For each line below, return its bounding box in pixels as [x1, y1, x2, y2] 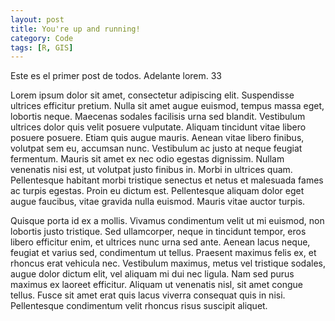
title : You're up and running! [10, 24, 141, 34]
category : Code [10, 33, 74, 43]
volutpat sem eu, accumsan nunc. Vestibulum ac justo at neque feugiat [10, 142, 303, 155]
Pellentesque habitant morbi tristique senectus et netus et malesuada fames [10, 174, 324, 186]
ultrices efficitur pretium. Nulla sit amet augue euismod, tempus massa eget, [10, 100, 325, 112]
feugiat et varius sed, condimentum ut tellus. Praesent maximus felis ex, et [10, 247, 317, 259]
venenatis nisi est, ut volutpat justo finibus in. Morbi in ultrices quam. [10, 164, 293, 176]
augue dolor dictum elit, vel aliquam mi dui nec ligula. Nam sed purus [10, 268, 295, 280]
